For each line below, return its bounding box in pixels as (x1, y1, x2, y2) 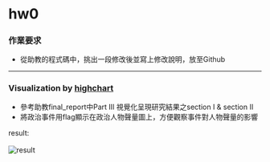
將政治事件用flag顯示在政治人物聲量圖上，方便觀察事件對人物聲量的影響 (19, 111, 259, 121)
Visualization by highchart (8, 83, 114, 94)
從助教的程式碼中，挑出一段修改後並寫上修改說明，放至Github (19, 55, 226, 64)
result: (8, 128, 30, 137)
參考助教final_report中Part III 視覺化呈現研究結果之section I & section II (19, 102, 254, 111)
